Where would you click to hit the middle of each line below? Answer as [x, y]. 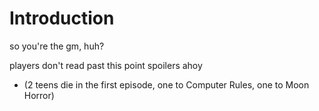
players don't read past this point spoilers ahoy [106, 65]
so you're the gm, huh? [57, 46]
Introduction [62, 18]
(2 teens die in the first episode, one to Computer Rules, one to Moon [166, 84]
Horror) [39, 95]
